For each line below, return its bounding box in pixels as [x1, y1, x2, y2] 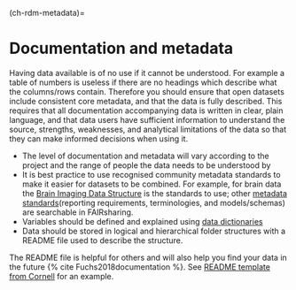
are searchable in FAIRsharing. [21, 207, 134, 217]
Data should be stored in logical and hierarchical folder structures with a [21, 225, 286, 236]
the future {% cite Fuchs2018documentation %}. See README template [9, 261, 270, 272]
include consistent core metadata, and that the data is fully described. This [9, 95, 283, 106]
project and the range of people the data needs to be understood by [21, 159, 271, 171]
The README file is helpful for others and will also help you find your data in [9, 252, 288, 263]
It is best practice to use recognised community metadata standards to [21, 169, 281, 179]
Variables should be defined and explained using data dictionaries [21, 216, 263, 226]
